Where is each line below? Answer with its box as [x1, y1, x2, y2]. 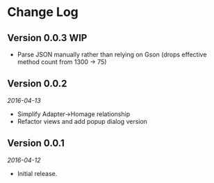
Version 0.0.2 [7, 78, 67, 90]
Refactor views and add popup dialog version [17, 117, 148, 125]
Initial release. [17, 169, 58, 177]
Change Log [7, 4, 79, 20]
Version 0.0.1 [7, 137, 65, 150]
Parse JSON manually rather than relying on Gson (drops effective [17, 50, 207, 58]
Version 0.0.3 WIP [7, 32, 88, 44]
